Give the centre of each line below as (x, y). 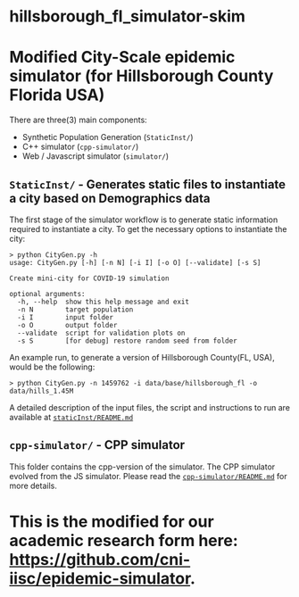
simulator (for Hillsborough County (141, 76)
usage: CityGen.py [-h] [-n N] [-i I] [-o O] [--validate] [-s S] (135, 262)
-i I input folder (66, 317)
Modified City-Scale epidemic (122, 58)
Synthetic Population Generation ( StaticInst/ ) (108, 137)
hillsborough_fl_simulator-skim (127, 17)
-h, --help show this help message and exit (104, 302)
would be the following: (52, 367)
